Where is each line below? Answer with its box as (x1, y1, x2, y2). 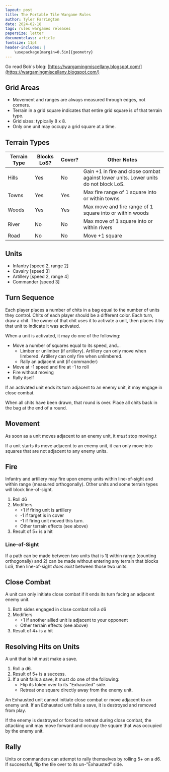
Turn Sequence (5, 293, 54, 302)
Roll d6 (12, 496, 27, 502)
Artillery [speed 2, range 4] (12, 273, 69, 279)
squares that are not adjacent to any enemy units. (5, 448, 108, 454)
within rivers (83, 224, 113, 231)
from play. (5, 707, 26, 714)
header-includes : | (5, 45, 46, 50)
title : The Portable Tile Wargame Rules (5, 12, 92, 17)
